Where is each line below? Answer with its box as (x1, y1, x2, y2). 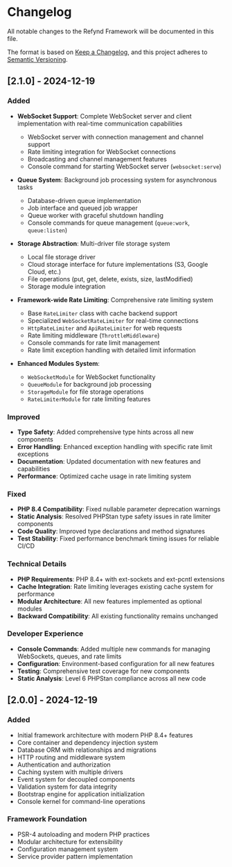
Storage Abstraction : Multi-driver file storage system (17, 239, 170, 247)
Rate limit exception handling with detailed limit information (27, 346, 196, 354)
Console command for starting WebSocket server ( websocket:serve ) (27, 162, 222, 170)
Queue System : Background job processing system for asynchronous (17, 175, 217, 184)
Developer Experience (7, 629, 84, 638)
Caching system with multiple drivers (17, 767, 123, 776)
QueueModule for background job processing (27, 380, 152, 388)
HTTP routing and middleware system (17, 753, 126, 761)
